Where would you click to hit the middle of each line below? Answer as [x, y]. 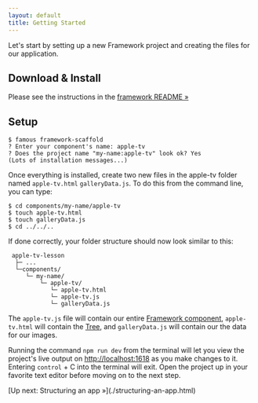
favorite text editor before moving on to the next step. [94, 376]
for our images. [33, 335]
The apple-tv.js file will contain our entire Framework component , [116, 318]
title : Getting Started [47, 23]
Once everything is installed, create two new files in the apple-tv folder [123, 175]
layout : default [35, 15]
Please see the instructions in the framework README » [98, 97]
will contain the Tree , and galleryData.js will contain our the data [141, 327]
